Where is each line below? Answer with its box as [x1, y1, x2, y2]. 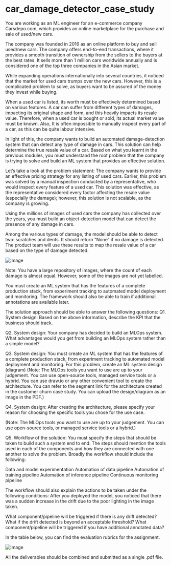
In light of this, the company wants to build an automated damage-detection [5, 136, 165, 142]
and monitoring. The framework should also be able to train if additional [5, 293, 156, 300]
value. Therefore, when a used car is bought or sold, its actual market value [5, 115, 164, 121]
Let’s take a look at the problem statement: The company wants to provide [5, 168, 161, 174]
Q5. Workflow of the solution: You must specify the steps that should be [5, 434, 157, 441]
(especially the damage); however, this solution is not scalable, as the [5, 195, 152, 201]
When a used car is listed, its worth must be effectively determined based [5, 98, 160, 105]
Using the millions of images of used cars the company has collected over [5, 210, 161, 216]
